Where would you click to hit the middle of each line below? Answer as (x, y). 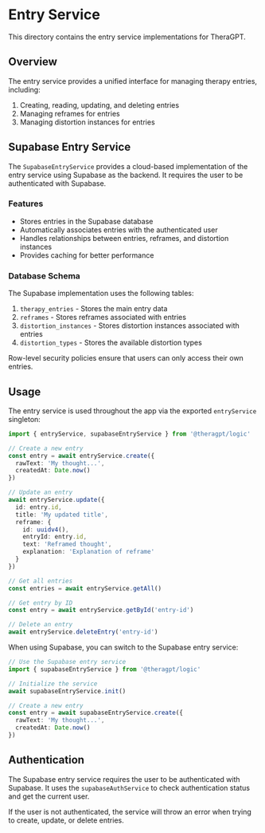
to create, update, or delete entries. (66, 820)
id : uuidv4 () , (46, 529)
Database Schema (45, 275)
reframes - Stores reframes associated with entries (103, 318)
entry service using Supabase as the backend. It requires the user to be (126, 175)
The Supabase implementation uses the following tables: (101, 294)
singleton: (25, 419)
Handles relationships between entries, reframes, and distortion (124, 238)
